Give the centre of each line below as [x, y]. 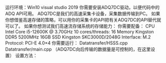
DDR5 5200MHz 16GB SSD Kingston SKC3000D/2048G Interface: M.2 [78, 37]
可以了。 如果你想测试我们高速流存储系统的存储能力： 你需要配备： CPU [80, 26]
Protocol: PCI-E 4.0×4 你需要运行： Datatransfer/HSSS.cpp [67, 43]
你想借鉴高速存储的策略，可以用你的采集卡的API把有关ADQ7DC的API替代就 [83, 20]
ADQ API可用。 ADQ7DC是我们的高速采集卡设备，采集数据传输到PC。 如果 [83, 13]
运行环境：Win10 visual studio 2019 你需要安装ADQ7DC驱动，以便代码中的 [82, 7]
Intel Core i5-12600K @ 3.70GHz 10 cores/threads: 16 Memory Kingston [80, 32]
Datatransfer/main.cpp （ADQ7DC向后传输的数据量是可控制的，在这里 [78, 49]
